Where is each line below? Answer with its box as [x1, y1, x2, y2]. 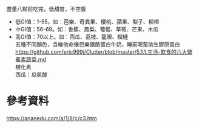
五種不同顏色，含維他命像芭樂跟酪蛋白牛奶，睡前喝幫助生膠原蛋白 [15, 41, 180, 48]
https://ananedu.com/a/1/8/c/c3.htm [6, 114, 97, 122]
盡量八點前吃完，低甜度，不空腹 [6, 5, 86, 12]
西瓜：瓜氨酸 [15, 71, 47, 78]
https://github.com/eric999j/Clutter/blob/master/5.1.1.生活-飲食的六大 [15, 48, 187, 56]
